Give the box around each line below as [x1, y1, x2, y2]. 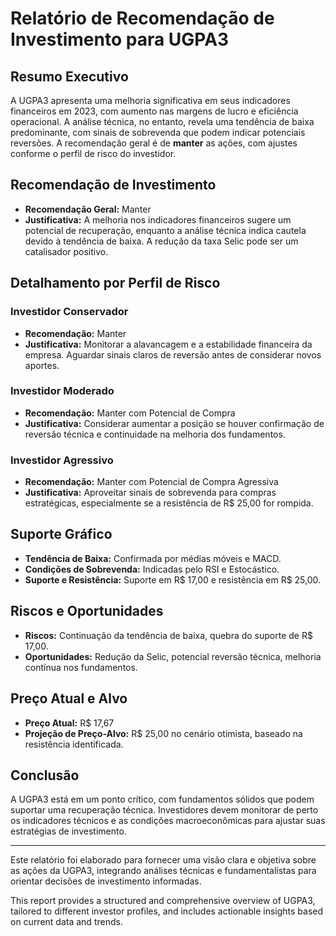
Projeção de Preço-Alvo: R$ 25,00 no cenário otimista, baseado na [24, 727, 303, 739]
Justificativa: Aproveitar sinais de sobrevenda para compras [24, 487, 277, 499]
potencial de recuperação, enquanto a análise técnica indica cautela [24, 224, 307, 236]
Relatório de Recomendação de [10, 7, 275, 30]
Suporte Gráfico [10, 526, 113, 543]
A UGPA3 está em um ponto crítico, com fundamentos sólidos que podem [10, 793, 315, 806]
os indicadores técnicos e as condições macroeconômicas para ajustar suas [10, 815, 326, 827]
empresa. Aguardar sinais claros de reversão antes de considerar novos [24, 348, 322, 361]
